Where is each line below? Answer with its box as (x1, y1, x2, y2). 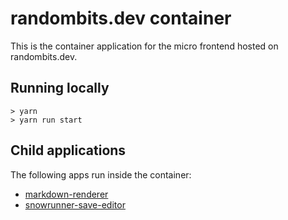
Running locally (10, 80, 110, 97)
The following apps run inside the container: (10, 168, 192, 181)
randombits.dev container (10, 7, 232, 30)
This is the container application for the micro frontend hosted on (10, 40, 279, 52)
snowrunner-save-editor (24, 198, 126, 211)
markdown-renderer (24, 188, 109, 200)
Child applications (10, 142, 127, 159)
